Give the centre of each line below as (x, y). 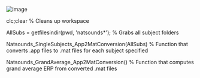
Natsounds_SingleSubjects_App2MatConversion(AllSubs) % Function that (97, 44)
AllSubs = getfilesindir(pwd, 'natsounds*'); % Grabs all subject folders (93, 32)
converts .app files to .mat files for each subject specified (77, 50)
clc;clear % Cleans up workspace (48, 21)
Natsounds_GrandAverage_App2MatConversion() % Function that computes (100, 62)
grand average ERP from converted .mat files (62, 68)
